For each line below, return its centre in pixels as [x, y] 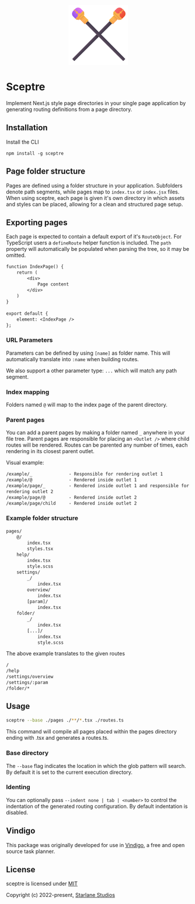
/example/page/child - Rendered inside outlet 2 [72, 504]
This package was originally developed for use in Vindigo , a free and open [95, 845]
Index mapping [28, 392]
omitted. [16, 255]
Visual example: [25, 463]
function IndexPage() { [35, 267]
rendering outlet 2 [30, 492]
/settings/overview [30, 677]
